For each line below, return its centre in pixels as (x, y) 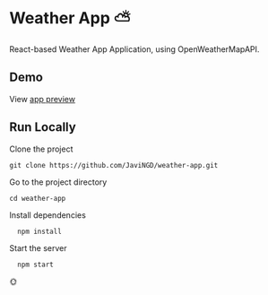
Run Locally (43, 127)
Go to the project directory (58, 182)
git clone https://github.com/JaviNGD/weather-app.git (114, 165)
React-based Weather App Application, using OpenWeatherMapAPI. (134, 49)
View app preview (43, 99)
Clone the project (41, 149)
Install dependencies (48, 215)
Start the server (38, 247)
